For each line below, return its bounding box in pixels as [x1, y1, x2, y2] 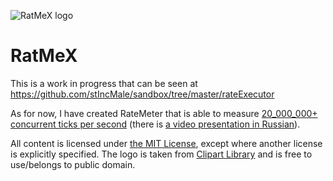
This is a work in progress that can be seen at [10, 77, 198, 89]
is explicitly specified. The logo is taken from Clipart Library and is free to [10, 148, 313, 160]
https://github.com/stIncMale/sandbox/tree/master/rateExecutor [10, 88, 275, 100]
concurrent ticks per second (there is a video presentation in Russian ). [10, 118, 301, 130]
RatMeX [10, 45, 78, 67]
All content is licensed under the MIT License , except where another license [10, 137, 323, 149]
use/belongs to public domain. [10, 158, 136, 170]
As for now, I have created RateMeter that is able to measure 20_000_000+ [10, 107, 318, 119]
